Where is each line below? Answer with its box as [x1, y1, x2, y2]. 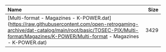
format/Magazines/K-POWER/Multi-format [7, 33, 108, 40]
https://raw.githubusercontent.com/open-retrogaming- [9, 21, 139, 27]
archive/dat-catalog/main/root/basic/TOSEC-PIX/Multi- [7, 27, 139, 33]
